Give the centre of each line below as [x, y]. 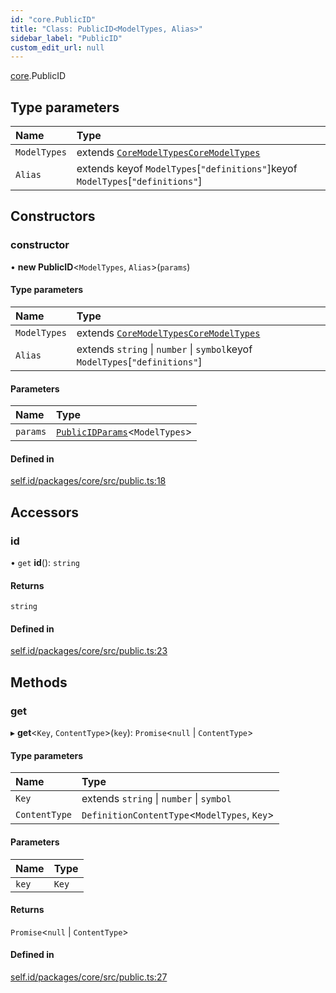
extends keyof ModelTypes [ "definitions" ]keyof [187, 169]
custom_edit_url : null [57, 47]
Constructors [53, 216]
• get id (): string [45, 563]
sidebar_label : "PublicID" [66, 38]
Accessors [45, 512]
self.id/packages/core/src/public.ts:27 [89, 977]
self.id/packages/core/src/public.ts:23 [89, 651]
